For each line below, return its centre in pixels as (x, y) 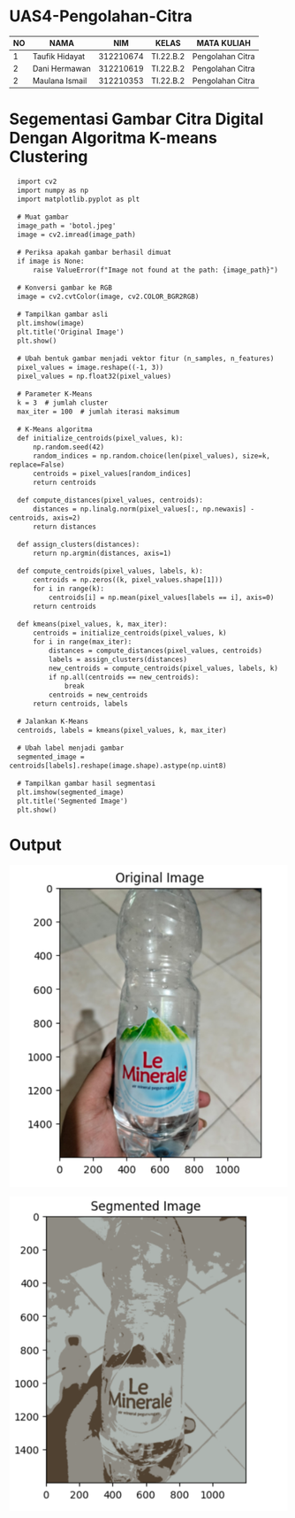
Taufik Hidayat (59, 56)
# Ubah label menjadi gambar (71, 748)
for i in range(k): (68, 589)
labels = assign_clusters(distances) (118, 659)
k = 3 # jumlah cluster (63, 403)
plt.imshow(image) (51, 323)
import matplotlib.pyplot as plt (79, 199)
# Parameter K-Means (55, 394)
